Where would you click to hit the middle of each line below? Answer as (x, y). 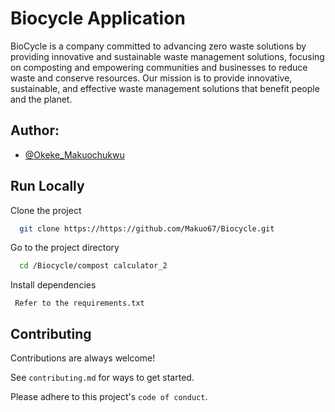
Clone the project (46, 210)
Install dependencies (53, 285)
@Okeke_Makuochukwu (74, 154)
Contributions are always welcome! (83, 358)
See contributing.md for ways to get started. (102, 378)
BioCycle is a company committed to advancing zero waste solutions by (158, 46)
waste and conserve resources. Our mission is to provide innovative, (151, 78)
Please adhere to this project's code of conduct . (109, 397)
